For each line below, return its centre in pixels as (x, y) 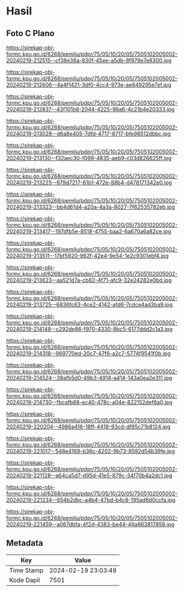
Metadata (25, 543)
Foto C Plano (30, 33)
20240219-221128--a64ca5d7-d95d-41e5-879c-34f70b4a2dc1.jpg (89, 475)
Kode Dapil (25, 580)
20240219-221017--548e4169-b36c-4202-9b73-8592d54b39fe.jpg (91, 451)
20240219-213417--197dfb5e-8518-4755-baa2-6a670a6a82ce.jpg (89, 231)
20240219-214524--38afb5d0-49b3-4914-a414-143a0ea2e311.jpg (89, 378)
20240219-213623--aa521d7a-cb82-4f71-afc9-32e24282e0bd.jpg (89, 280)
